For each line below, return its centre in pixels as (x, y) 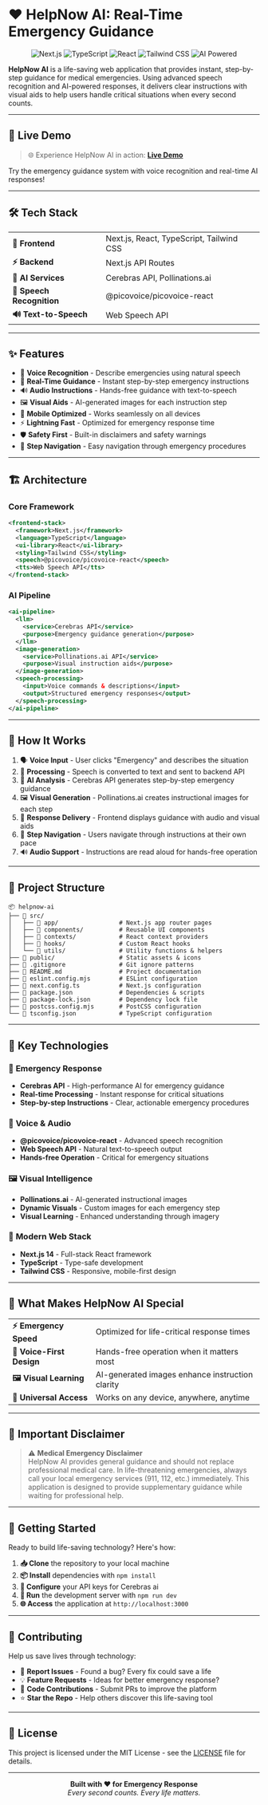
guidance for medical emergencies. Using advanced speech (123, 77)
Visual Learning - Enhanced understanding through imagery (119, 1216)
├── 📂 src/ (26, 916)
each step (36, 809)
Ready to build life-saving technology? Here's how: (92, 1547)
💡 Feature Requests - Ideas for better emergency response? (120, 1680)
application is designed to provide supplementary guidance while (135, 1487)
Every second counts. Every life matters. (134, 1792)
